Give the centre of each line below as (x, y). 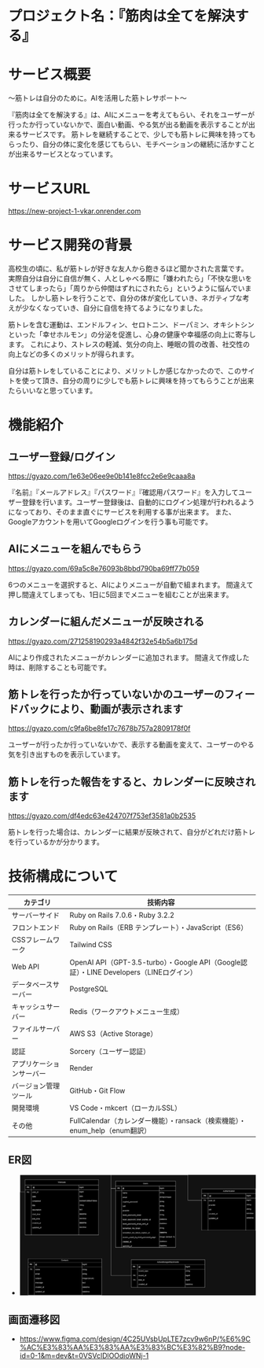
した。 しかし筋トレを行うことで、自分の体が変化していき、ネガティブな (125, 298)
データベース (32, 984)
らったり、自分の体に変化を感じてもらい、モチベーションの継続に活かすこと (132, 144)
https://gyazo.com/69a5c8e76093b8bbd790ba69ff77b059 (104, 568)
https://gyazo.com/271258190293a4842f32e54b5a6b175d (103, 641)
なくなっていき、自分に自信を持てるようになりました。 (118, 308)
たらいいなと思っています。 (52, 391)
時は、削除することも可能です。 (60, 667)
